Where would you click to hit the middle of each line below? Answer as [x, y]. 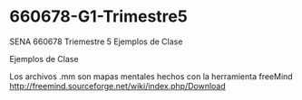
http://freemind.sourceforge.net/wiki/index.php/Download [118, 86]
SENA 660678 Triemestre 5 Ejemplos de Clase [96, 41]
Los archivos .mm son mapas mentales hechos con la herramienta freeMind [151, 76]
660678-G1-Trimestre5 [98, 17]
